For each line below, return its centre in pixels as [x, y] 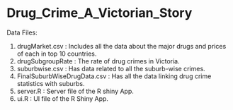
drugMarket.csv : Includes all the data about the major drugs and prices [121, 46]
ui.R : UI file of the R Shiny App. [63, 98]
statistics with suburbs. [51, 83]
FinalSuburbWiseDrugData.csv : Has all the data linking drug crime [114, 76]
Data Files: [22, 32]
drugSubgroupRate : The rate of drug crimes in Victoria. [98, 61]
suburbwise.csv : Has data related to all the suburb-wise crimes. [111, 68]
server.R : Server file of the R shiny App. [75, 91]
